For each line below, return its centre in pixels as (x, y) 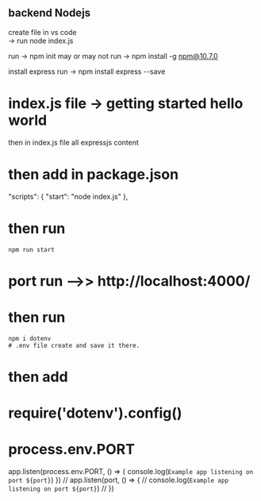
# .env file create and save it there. (74, 345)
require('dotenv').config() (95, 413)
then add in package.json (94, 174)
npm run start (32, 249)
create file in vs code (42, 32)
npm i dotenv (30, 338)
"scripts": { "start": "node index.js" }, (68, 196)
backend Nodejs (50, 13)
